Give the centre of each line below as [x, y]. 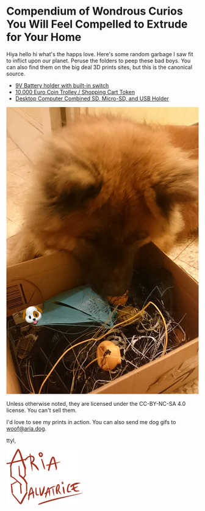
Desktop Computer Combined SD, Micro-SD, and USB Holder [92, 98]
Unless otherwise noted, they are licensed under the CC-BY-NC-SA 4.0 [96, 403]
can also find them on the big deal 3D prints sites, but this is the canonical [99, 67]
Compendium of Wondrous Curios [95, 11]
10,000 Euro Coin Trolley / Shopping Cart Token [75, 92]
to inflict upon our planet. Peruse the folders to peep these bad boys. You [99, 61]
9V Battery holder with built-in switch [62, 85]
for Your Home [44, 37]
